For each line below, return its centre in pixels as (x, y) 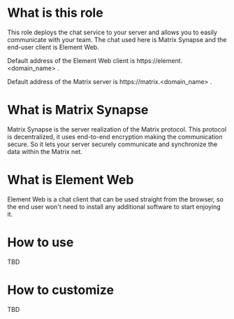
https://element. (160, 60)
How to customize (60, 290)
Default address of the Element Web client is (71, 60)
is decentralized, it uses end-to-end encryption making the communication (115, 136)
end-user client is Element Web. (53, 47)
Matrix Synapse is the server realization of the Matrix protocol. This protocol (117, 129)
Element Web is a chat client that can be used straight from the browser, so (115, 199)
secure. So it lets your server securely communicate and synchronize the (112, 144)
